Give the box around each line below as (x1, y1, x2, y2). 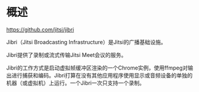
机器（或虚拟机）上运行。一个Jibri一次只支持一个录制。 (6, 79, 145, 87)
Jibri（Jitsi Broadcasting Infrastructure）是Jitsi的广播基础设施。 (6, 38, 167, 45)
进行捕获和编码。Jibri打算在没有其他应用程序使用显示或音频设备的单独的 (11, 71, 193, 79)
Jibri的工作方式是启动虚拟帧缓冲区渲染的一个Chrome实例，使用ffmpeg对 (6, 64, 188, 71)
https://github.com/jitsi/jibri (6, 25, 75, 33)
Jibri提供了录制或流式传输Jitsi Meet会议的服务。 (6, 51, 127, 58)
